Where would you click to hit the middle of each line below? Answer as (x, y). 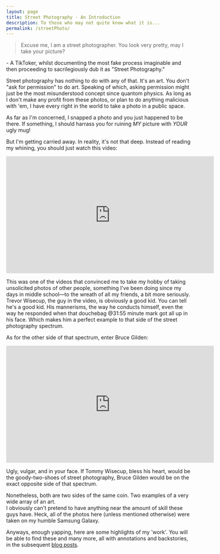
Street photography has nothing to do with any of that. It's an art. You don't (98, 81)
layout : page (22, 12)
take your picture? (43, 52)
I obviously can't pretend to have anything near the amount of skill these (95, 508)
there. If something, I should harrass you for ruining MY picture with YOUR (97, 124)
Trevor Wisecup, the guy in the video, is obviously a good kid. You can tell (96, 301)
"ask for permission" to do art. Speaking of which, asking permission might (98, 87)
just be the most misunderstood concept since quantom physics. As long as (99, 93)
